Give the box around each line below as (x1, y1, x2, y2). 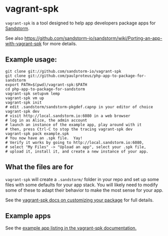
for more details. (43, 40, 77, 46)
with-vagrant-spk (5, 40, 42, 46)
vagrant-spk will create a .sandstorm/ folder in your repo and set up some (5, 176, 159, 182)
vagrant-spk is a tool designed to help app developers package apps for (5, 20, 156, 26)
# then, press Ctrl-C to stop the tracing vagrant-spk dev (5, 127, 133, 132)
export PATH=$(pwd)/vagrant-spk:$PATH (5, 82, 87, 87)
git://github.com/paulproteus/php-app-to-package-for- (27, 73, 146, 78)
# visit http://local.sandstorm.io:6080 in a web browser (5, 113, 130, 119)
